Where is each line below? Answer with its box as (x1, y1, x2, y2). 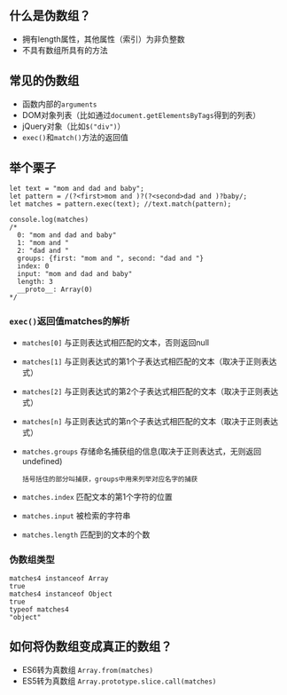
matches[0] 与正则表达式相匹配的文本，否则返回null (21, 336, 210, 348)
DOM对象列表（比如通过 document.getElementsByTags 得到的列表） (21, 109, 261, 120)
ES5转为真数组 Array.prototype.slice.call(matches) (21, 675, 217, 686)
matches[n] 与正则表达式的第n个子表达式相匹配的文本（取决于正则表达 (21, 415, 279, 426)
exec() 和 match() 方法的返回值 (21, 131, 128, 142)
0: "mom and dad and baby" (17, 231, 117, 240)
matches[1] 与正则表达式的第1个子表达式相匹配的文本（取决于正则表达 (21, 356, 277, 367)
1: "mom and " (17, 239, 69, 248)
